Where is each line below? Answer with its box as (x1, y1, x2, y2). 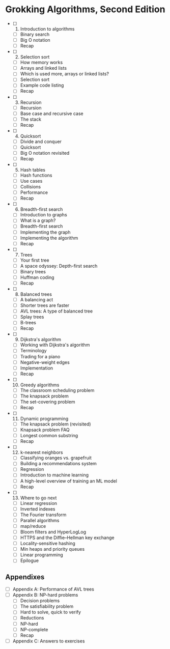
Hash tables (20, 167, 46, 173)
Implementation (20, 365, 53, 371)
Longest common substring (20, 433, 78, 439)
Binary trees (20, 268, 46, 274)
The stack (20, 116, 42, 122)
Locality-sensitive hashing (20, 541, 75, 547)
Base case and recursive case (20, 110, 83, 117)
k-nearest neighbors (20, 449, 63, 456)
